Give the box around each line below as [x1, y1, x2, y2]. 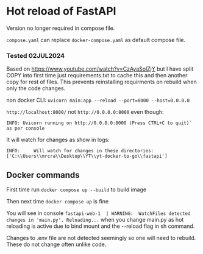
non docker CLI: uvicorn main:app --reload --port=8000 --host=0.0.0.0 [6, 96, 190, 104]
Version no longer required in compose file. [6, 24, 115, 32]
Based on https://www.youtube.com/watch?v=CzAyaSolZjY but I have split [6, 65, 194, 72]
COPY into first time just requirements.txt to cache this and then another [6, 72, 188, 79]
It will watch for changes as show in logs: [6, 136, 110, 144]
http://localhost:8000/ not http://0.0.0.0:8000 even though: [6, 108, 164, 116]
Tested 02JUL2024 [6, 51, 65, 60]
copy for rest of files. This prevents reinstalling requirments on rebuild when [6, 78, 197, 86]
